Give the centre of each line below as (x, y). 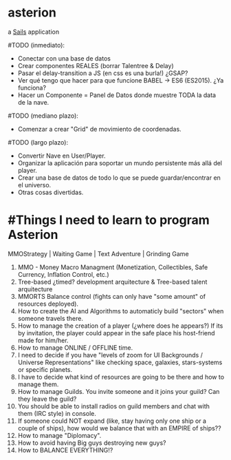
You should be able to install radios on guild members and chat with (114, 406)
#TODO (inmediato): (36, 45)
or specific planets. (45, 369)
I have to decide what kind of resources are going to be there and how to (121, 377)
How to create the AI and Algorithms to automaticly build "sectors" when (121, 311)
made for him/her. (43, 340)
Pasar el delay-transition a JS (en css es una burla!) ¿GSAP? (103, 73)
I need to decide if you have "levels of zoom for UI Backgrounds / (110, 355)
